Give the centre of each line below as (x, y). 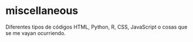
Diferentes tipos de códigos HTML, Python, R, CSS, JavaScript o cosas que (97, 27)
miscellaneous (42, 11)
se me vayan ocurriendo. (35, 33)
